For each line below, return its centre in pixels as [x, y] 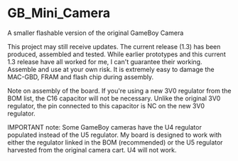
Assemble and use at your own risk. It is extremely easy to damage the [111, 69]
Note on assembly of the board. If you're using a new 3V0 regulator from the [119, 90]
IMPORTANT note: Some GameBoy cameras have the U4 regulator [105, 127]
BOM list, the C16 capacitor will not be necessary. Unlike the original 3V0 [114, 98]
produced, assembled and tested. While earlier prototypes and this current [117, 54]
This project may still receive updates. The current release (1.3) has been [114, 46]
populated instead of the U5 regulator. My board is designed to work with [114, 135]
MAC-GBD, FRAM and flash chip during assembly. [81, 77]
